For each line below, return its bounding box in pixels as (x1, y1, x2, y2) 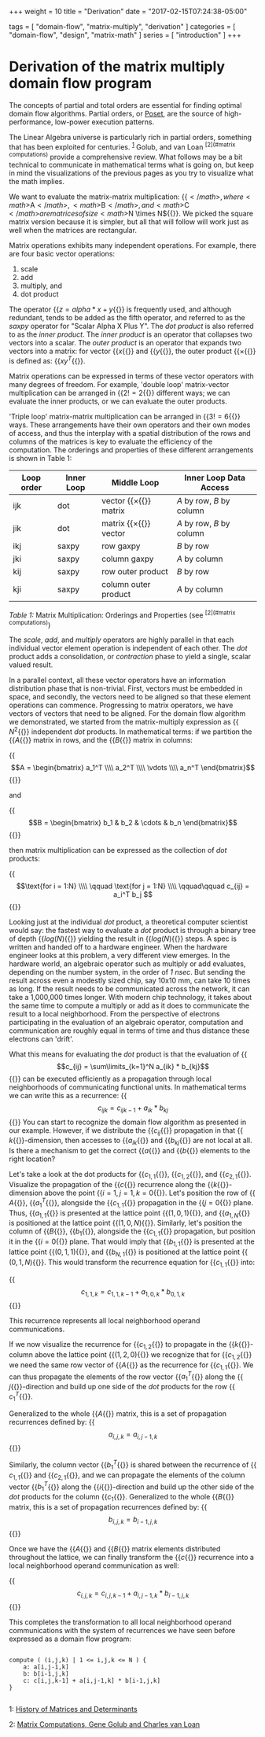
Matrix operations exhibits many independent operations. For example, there (9, 241, 257, 250)
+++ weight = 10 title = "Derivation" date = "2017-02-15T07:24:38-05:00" (9, 7, 248, 16)
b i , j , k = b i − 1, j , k (108, 1514, 158, 1525)
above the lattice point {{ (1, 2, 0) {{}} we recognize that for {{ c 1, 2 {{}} (35, 1350, 252, 1361)
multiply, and (20, 281, 62, 290)
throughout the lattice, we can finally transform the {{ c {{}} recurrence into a (9, 1552, 255, 1562)
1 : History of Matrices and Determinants (9, 1705, 138, 1714)
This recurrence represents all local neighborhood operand (9, 1316, 201, 1326)
